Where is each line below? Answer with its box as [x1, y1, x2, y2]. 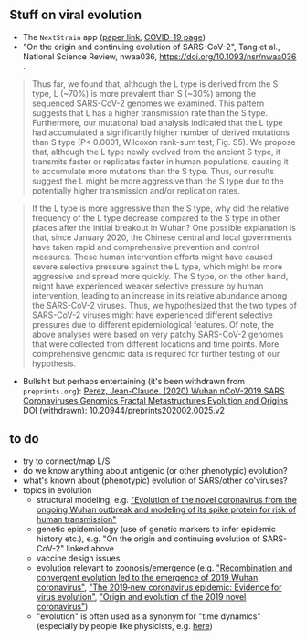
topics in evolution [22, 484, 92, 496]
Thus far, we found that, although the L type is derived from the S [31, 78, 279, 89]
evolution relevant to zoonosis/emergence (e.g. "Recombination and [36, 561, 293, 573]
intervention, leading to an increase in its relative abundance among [31, 289, 288, 300]
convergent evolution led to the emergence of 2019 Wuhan [36, 572, 259, 582]
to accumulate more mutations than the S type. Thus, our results [31, 165, 275, 176]
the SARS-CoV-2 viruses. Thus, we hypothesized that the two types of [31, 299, 297, 310]
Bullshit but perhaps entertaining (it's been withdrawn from [22, 375, 245, 386]
